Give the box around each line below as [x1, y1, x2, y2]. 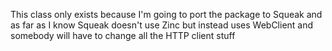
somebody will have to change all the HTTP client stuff [10, 30, 236, 41]
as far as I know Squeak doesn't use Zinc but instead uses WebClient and [10, 19, 314, 31]
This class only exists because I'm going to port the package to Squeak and [10, 9, 323, 20]
